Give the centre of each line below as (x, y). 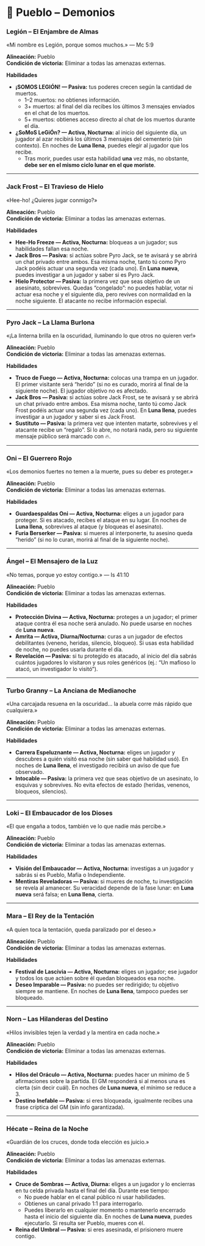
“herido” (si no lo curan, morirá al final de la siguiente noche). (92, 540)
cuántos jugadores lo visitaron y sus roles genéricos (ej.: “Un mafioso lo (106, 662)
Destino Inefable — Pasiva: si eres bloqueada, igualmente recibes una (104, 1100)
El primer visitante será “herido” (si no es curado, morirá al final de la (102, 385)
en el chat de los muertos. (57, 113)
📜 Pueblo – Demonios (61, 13)
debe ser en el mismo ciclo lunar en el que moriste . (90, 165)
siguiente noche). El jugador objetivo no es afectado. (81, 391)
